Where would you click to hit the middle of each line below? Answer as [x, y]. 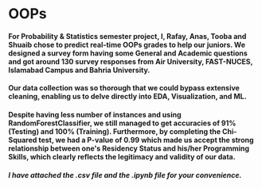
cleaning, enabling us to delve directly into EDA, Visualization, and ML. [127, 97]
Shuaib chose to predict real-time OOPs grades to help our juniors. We [127, 44]
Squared [23, 140]
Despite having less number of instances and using [95, 114]
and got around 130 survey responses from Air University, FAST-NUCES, [131, 61]
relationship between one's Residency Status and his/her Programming [129, 148]
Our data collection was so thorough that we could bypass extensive [124, 88]
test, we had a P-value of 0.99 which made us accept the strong [146, 140]
